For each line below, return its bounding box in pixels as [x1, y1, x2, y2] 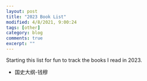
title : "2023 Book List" [6, 14, 66, 20]
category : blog [6, 30, 43, 36]
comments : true [6, 35, 43, 41]
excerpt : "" [6, 41, 35, 47]
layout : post [6, 8, 38, 14]
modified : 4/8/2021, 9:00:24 [6, 19, 77, 25]
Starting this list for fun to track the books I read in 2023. [6, 56, 142, 64]
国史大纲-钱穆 [14, 68, 48, 75]
